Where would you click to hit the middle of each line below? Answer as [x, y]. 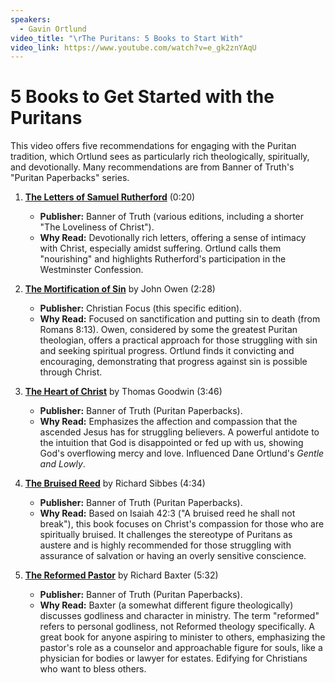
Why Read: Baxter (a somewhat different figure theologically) [166, 605]
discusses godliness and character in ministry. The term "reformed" [179, 616]
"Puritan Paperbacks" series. [70, 178]
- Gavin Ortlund [53, 29]
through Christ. [71, 372]
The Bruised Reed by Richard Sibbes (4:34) [115, 483]
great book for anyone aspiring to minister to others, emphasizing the [182, 637]
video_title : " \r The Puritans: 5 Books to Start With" [127, 38]
